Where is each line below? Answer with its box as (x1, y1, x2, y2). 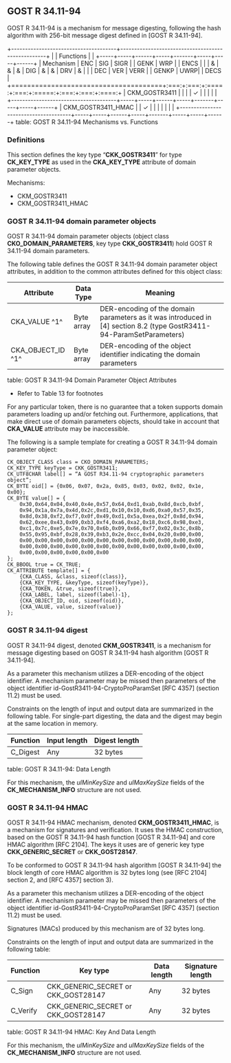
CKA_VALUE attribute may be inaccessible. (7, 425, 130, 433)
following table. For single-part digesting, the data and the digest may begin (7, 711, 222, 720)
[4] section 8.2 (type (99, 321, 167, 331)
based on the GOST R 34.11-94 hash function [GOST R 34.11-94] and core (7, 833, 215, 841)
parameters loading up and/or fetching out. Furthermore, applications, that (7, 410, 219, 418)
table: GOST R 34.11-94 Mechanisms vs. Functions (15, 117, 158, 126)
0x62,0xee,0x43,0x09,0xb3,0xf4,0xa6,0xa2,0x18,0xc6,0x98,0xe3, (19, 519, 205, 526)
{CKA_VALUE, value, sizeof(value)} (19, 603, 122, 611)
